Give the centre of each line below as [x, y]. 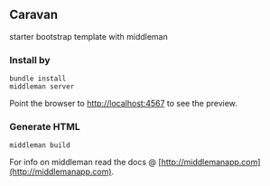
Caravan [34, 15]
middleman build [40, 145]
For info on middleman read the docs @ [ [85, 163]
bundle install [38, 79]
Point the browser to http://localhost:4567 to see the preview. [123, 104]
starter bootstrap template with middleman [89, 36]
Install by [30, 60]
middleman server [42, 87]
